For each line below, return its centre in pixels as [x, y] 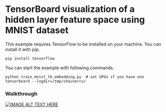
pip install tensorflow [30, 58]
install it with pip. [22, 49]
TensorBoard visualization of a [70, 9]
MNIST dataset [37, 30]
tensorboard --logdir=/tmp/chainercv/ [45, 81]
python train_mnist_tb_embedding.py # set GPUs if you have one [74, 77]
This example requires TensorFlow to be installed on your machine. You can [83, 44]
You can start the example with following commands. [60, 68]
